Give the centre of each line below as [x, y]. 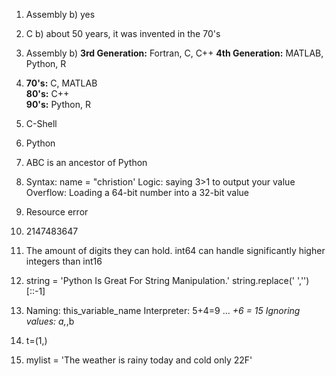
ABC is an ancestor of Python [86, 162]
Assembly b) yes [60, 14]
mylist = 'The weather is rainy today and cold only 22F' [139, 360]
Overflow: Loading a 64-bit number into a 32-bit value [137, 192]
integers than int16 [64, 261]
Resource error [57, 212]
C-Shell [41, 123]
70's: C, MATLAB [61, 83]
